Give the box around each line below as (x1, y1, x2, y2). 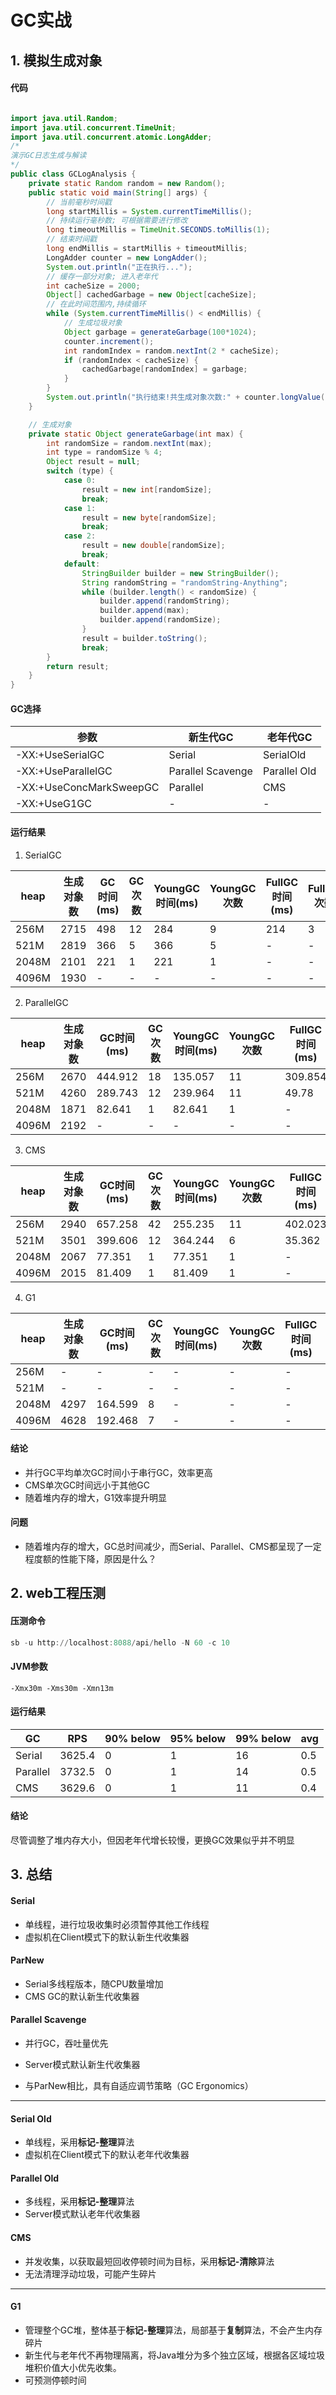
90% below (104, 1731, 161, 1745)
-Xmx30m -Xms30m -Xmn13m (10, 1683, 114, 1693)
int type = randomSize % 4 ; (46, 447, 163, 458)
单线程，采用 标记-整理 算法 (24, 2136, 135, 2148)
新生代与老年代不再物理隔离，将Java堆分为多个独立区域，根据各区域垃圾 (24, 2349, 326, 2361)
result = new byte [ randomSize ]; (81, 512, 217, 523)
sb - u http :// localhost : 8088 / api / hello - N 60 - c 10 (10, 1637, 230, 1648)
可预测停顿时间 (24, 2374, 87, 2386)
